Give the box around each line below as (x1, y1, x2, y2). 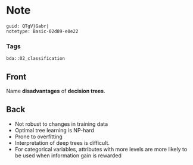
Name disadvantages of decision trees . (6, 87, 105, 95)
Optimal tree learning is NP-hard (14, 126, 94, 134)
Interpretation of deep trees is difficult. (14, 139, 110, 146)
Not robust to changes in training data (14, 120, 108, 128)
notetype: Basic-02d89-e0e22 (6, 28, 79, 34)
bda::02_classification (6, 56, 66, 62)
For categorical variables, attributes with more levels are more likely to (14, 145, 188, 153)
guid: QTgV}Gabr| (6, 23, 49, 29)
